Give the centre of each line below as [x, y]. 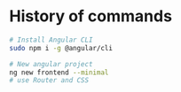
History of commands [91, 16]
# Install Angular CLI [51, 40]
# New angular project [51, 64]
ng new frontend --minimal [59, 73]
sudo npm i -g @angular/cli [61, 48]
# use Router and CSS [49, 80]
